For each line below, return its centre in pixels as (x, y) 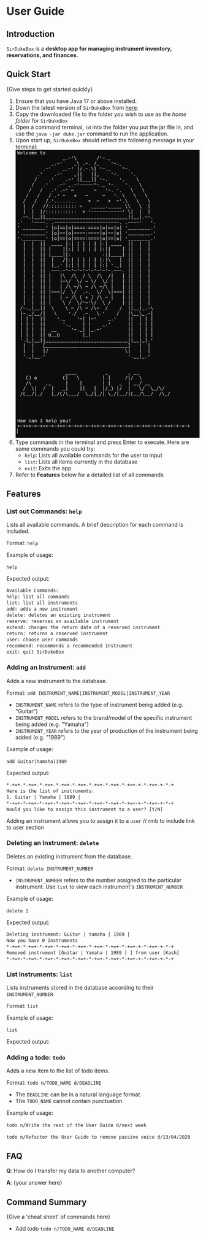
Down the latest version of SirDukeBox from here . (77, 107)
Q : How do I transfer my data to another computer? (71, 1171)
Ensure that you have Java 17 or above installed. (76, 101)
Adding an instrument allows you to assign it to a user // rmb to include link (101, 820)
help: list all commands (38, 597)
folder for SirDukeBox (42, 120)
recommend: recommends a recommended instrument (70, 646)
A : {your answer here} (34, 1183)
